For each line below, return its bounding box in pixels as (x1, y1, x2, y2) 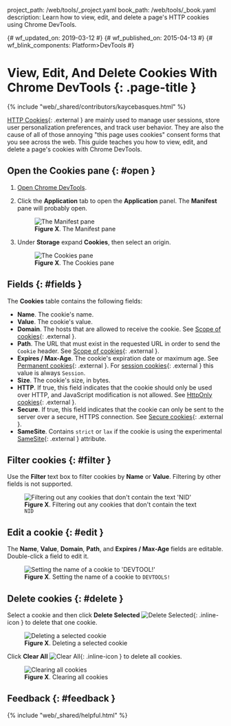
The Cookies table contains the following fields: (7, 297, 143, 305)
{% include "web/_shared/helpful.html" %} (7, 711, 128, 719)
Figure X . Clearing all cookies (24, 673, 109, 681)
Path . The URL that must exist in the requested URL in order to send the (16, 339, 221, 348)
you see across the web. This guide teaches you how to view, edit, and (7, 138, 208, 146)
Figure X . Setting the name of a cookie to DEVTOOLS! (24, 573, 170, 581)
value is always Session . (16, 368, 86, 377)
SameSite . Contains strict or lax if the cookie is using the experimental (16, 427, 222, 436)
